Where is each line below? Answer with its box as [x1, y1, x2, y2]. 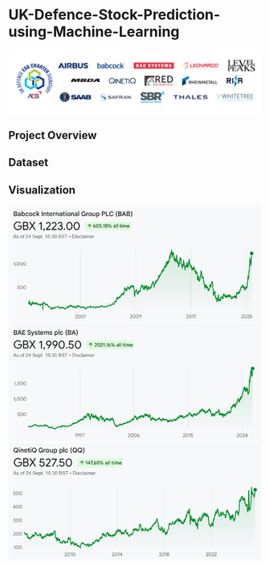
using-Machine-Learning [8, 22, 180, 41]
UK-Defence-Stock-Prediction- [8, 6, 221, 24]
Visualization [8, 183, 76, 197]
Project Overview [8, 128, 97, 142]
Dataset [8, 156, 49, 169]
